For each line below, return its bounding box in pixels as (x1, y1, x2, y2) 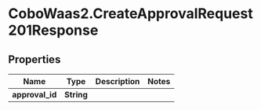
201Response (8, 21, 99, 39)
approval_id (12, 90, 57, 100)
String (63, 90, 89, 100)
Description (95, 76, 140, 86)
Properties (8, 53, 61, 66)
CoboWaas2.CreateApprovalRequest (8, 5, 253, 23)
